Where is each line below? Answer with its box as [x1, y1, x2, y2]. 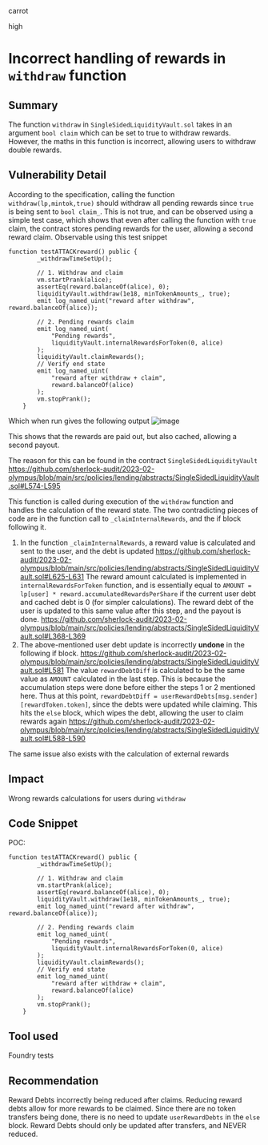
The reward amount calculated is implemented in [85, 571, 246, 581]
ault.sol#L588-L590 [19, 733, 86, 743]
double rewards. [8, 145, 62, 155]
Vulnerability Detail [8, 168, 106, 182]
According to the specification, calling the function [8, 189, 175, 199]
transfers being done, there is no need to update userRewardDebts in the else [8, 1112, 260, 1122]
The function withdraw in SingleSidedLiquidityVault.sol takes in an [8, 119, 233, 129]
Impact [8, 772, 44, 786]
